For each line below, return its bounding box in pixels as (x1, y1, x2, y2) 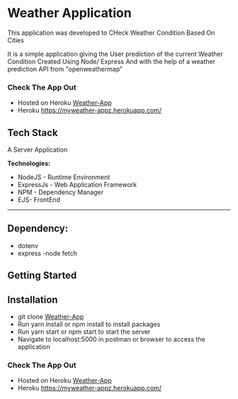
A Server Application (7, 145, 68, 154)
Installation (7, 293, 58, 305)
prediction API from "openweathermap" (7, 64, 123, 73)
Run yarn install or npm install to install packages (17, 320, 161, 329)
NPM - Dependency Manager (17, 188, 104, 196)
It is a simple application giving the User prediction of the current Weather (7, 50, 223, 58)
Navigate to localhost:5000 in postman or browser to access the (17, 335, 205, 344)
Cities (7, 35, 25, 44)
